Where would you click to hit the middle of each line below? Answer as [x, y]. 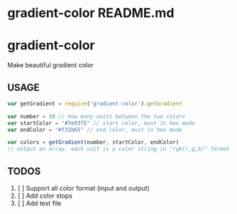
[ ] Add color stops [45, 196]
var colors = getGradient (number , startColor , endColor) [93, 142]
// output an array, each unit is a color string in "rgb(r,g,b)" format [119, 149]
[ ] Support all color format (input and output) [84, 188]
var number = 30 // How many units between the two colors [97, 116]
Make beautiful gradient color [50, 65]
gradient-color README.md [91, 13]
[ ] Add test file [39, 203]
